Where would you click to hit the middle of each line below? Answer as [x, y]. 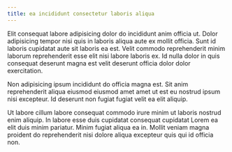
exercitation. [25, 70]
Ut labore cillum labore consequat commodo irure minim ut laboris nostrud [114, 112]
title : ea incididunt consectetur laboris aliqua [81, 14]
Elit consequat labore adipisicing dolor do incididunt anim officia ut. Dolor [113, 33]
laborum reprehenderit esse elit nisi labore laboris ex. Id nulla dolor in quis [114, 56]
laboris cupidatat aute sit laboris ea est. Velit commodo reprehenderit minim [116, 48]
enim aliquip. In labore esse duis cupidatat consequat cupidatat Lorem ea [113, 120]
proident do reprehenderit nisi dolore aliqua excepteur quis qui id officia [110, 135]
